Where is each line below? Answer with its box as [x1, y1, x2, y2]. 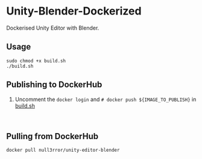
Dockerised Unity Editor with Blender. [6, 24, 99, 31]
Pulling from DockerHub [6, 131, 98, 141]
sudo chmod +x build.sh [6, 57, 66, 64]
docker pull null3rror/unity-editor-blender [6, 147, 120, 154]
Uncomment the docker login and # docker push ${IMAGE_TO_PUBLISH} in [14, 96, 197, 103]
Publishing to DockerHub [6, 80, 103, 90]
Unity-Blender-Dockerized [6, 4, 142, 18]
